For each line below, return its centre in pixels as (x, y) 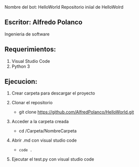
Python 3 (21, 66)
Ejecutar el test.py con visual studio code (53, 159)
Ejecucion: (21, 82)
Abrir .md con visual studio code (44, 140)
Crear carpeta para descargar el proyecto (53, 93)
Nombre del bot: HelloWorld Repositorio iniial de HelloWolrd (64, 7)
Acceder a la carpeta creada (40, 122)
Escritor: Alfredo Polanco (43, 22)
